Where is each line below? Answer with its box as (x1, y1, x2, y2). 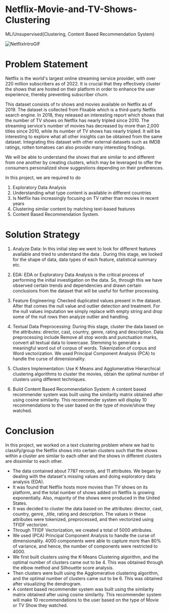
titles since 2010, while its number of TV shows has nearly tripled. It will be (5, 128, 160, 134)
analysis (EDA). (12, 478, 44, 485)
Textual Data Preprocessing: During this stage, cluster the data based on (12, 323, 164, 329)
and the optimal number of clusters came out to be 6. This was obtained (12, 575, 163, 581)
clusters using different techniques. (12, 376, 87, 382)
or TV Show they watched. (12, 602, 68, 608)
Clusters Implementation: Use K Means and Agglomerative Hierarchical (12, 365, 160, 371)
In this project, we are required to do (5, 174, 81, 181)
